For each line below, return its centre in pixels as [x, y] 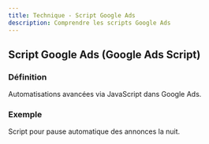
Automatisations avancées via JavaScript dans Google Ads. [105, 94]
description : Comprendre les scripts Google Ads [90, 23]
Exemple [25, 115]
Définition [28, 77]
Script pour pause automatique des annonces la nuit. [94, 131]
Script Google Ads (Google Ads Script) [104, 55]
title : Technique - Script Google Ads [72, 15]
